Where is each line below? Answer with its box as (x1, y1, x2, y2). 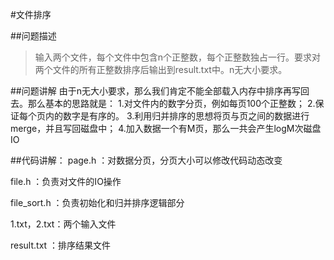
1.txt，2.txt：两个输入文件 (10, 218, 117, 230)
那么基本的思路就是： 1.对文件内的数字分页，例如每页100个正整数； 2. (27, 98, 316, 109)
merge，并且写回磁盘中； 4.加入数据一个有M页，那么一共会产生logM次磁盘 (10, 123, 322, 134)
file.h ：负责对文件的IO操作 (10, 176, 122, 187)
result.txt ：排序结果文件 (10, 239, 112, 251)
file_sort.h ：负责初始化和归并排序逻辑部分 (10, 197, 185, 208)
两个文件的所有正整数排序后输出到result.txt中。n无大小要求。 (34, 64, 288, 75)
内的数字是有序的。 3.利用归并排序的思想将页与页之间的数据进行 (44, 110, 310, 122)
